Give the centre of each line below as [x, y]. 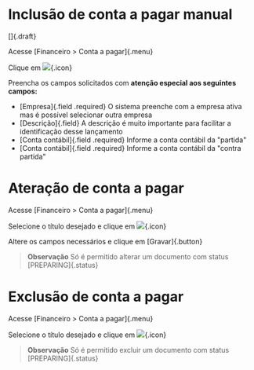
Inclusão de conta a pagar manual [120, 15]
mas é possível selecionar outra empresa [86, 115]
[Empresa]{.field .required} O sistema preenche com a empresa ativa [131, 106]
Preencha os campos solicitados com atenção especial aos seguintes [122, 82]
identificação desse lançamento [71, 131]
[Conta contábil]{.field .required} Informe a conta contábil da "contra [130, 148]
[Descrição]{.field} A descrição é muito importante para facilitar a [125, 123]
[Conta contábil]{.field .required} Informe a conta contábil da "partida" [133, 140]
